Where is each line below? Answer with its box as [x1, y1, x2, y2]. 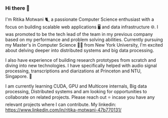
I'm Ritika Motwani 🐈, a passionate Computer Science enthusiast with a [5, 16, 154, 22]
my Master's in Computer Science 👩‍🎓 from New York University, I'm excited [5, 42, 163, 48]
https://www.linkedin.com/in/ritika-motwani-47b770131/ [5, 107, 122, 113]
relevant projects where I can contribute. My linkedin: [5, 101, 116, 108]
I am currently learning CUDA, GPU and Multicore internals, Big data [5, 83, 147, 89]
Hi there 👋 [5, 5, 30, 12]
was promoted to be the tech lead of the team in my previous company [5, 31, 153, 37]
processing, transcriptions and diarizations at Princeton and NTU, [5, 68, 142, 74]
